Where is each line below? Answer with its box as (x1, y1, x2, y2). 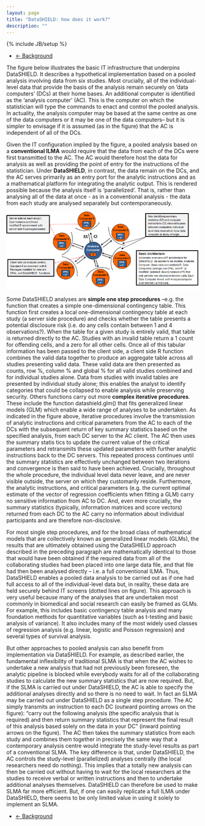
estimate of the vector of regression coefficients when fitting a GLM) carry (6, 490, 194, 498)
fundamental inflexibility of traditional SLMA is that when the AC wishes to (6, 658, 193, 665)
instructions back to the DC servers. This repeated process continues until (6, 452, 194, 459)
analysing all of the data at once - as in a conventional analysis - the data (6, 193, 191, 200)
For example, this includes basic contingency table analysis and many (6, 607, 182, 614)
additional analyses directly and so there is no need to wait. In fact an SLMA (6, 690, 198, 697)
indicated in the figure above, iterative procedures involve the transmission (6, 413, 195, 420)
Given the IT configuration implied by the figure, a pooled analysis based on (6, 141, 198, 148)
